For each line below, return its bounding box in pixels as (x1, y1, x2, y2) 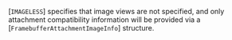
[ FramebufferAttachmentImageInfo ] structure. (8, 24, 155, 32)
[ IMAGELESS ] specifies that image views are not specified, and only (8, 7, 225, 16)
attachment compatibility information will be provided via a (8, 15, 201, 24)
